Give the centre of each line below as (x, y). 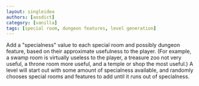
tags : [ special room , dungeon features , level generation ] (81, 28)
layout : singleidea (30, 12)
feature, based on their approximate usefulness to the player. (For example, (99, 52)
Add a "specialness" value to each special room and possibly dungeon (93, 45)
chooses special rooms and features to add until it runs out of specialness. (98, 77)
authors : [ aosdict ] (30, 17)
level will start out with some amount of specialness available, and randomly (100, 70)
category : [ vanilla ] (32, 23)
